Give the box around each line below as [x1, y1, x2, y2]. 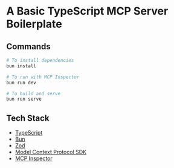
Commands [6, 41, 51, 52]
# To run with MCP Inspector [6, 74, 80, 80]
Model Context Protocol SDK [14, 149, 86, 156]
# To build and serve [6, 90, 61, 96]
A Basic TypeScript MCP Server [6, 4, 169, 18]
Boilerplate [6, 17, 62, 31]
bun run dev [6, 79, 36, 86]
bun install [6, 62, 36, 69]
